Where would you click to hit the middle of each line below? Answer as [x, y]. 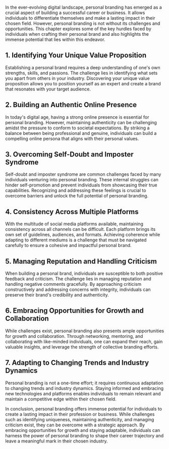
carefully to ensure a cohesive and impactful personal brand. [69, 245]
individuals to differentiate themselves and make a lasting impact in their [80, 18]
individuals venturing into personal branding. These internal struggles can [82, 180]
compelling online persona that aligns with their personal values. [72, 138]
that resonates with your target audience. [48, 89]
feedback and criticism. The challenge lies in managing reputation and [78, 279]
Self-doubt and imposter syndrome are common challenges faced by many [83, 174]
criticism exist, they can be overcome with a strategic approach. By [75, 425]
